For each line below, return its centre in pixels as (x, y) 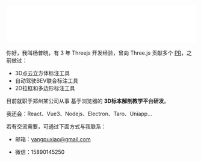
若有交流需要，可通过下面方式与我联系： (56, 126)
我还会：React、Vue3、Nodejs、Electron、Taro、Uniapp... (79, 114)
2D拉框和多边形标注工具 (45, 88)
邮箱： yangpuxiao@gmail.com (53, 139)
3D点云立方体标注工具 (42, 73)
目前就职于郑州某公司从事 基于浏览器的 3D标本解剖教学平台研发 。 (88, 101)
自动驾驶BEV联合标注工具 (47, 80)
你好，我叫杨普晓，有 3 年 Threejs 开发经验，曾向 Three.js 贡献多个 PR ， (97, 53)
